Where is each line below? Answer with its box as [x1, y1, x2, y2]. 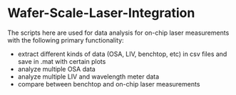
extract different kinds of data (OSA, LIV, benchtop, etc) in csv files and [17, 50, 227, 58]
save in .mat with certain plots [17, 57, 106, 65]
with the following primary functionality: [7, 35, 124, 44]
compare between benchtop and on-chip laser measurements [17, 79, 200, 88]
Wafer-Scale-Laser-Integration [7, 5, 195, 21]
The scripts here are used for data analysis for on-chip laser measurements [7, 28, 230, 37]
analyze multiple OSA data [17, 65, 96, 73]
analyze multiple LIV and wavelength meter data [17, 72, 160, 81]
